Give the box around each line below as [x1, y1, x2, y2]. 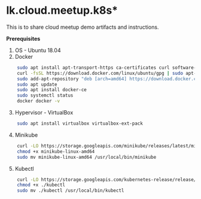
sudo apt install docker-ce [17, 87, 87, 93]
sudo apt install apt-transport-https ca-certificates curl [17, 64, 170, 71]
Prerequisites [6, 35, 41, 42]
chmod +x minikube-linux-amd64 [17, 148, 95, 155]
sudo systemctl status [17, 92, 74, 99]
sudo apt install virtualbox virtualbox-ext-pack [17, 120, 144, 126]
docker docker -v [17, 98, 60, 104]
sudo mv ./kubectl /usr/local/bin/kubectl [17, 188, 124, 194]
